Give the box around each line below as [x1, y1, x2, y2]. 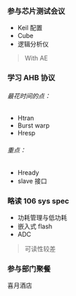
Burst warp [17, 121, 50, 130]
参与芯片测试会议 [7, 6, 65, 16]
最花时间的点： [7, 92, 51, 100]
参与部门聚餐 [7, 264, 51, 273]
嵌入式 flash [17, 222, 53, 230]
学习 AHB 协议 [7, 73, 56, 82]
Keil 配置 [17, 23, 43, 32]
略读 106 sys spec [7, 196, 70, 206]
